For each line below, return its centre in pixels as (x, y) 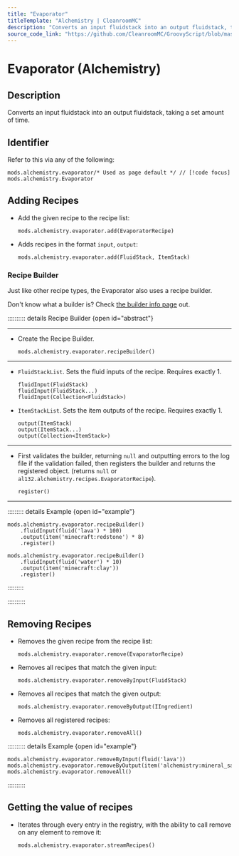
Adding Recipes (43, 201)
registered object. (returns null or (67, 471)
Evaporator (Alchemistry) (84, 69)
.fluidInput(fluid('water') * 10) (71, 562)
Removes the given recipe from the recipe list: (85, 641)
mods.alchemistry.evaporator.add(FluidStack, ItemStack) (104, 257)
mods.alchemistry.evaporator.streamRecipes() (86, 845)
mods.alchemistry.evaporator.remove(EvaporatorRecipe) (101, 654)
